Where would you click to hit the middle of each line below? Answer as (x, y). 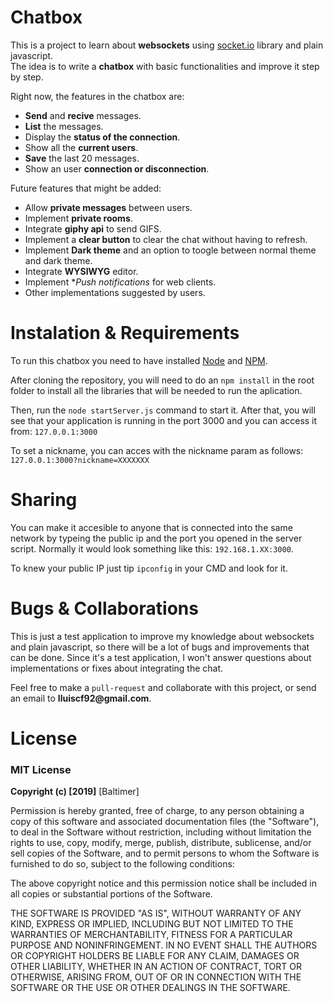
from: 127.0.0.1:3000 (54, 431)
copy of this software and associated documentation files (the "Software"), (165, 822)
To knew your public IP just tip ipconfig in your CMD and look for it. (149, 568)
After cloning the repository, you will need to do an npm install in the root (162, 380)
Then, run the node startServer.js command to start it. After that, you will (163, 410)
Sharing (44, 500)
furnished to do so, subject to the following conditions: (122, 864)
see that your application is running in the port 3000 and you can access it (164, 420)
